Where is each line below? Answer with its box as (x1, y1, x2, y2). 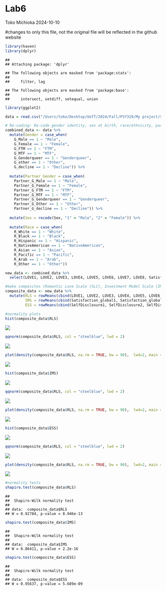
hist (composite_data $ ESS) (5, 425, 58, 431)
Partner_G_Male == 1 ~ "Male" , (14, 178, 79, 184)
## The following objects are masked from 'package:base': (5, 88, 129, 93)
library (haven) (5, 44, 37, 49)
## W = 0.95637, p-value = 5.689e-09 (5, 581, 83, 586)
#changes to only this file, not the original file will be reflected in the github (5, 29, 158, 35)
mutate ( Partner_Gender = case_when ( (9, 174, 85, 179)
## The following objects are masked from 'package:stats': (5, 70, 132, 75)
